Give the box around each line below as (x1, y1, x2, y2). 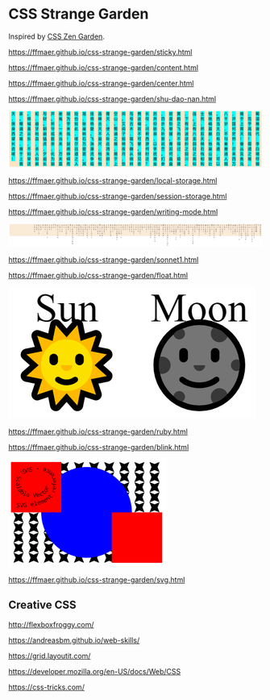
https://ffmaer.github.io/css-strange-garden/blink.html (8, 442, 189, 452)
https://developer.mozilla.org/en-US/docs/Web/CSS (8, 666, 181, 676)
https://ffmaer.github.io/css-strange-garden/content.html (8, 62, 199, 73)
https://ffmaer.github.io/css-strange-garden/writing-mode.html (8, 207, 218, 217)
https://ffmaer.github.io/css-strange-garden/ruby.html (8, 427, 188, 436)
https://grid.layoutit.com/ (8, 651, 91, 660)
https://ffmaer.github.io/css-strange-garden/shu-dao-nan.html (8, 94, 216, 103)
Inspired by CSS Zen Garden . (8, 31, 105, 41)
